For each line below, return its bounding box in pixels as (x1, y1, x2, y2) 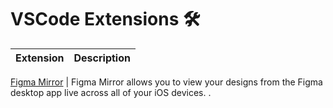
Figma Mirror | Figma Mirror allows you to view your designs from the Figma (10, 76, 323, 88)
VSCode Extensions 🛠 (10, 8, 201, 31)
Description (73, 51, 131, 65)
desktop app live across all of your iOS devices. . (10, 86, 212, 98)
